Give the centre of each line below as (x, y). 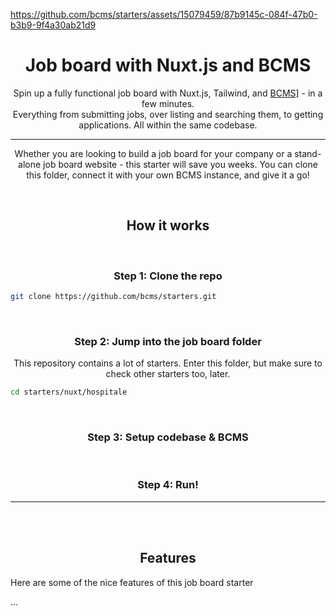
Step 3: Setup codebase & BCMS (168, 437)
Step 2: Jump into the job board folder (168, 341)
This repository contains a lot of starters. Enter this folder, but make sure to (168, 363)
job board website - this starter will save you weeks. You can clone (180, 164)
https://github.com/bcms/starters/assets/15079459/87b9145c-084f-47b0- (164, 14)
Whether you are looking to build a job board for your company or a (153, 153)
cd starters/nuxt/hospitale (69, 392)
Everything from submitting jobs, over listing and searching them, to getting (168, 114)
